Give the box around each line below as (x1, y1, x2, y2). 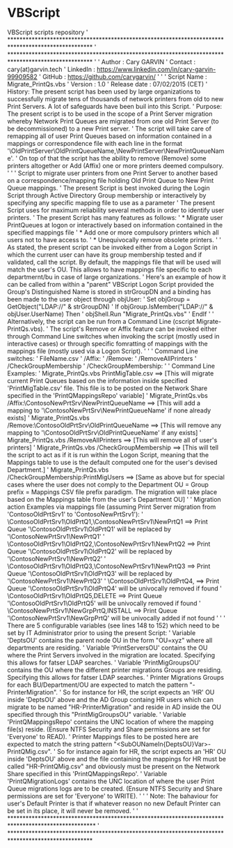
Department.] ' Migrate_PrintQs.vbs (7, 466, 109, 474)
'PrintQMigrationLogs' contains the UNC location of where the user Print (7, 777, 215, 785)
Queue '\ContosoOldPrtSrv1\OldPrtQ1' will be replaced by (7, 525, 172, 533)
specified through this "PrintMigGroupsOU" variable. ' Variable (7, 710, 186, 718)
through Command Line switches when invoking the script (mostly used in (7, 332, 220, 340)
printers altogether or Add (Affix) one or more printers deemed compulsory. (7, 161, 224, 170)
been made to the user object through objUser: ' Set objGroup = (7, 295, 191, 303)
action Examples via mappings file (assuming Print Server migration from (7, 503, 216, 511)
